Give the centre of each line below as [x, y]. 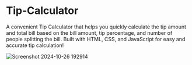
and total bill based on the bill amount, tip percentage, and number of [89, 32]
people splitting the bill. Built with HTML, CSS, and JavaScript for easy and [96, 39]
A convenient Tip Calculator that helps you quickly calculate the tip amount [96, 27]
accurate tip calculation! [35, 45]
